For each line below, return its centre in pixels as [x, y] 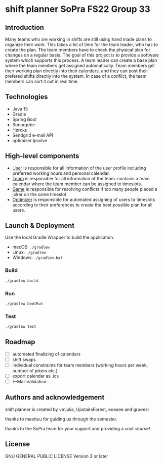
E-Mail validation [29, 382]
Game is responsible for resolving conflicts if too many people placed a [85, 189]
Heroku [20, 130]
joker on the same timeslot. [40, 194]
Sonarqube [23, 124]
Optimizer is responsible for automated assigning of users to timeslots [83, 200]
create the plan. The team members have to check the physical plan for [78, 50]
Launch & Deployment [40, 226]
